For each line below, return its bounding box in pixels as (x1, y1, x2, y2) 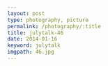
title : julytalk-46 (7, 29, 64, 36)
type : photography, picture (7, 16, 89, 23)
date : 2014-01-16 (7, 36, 58, 43)
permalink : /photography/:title (7, 23, 101, 30)
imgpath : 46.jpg (7, 49, 54, 56)
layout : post (7, 10, 45, 17)
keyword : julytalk (7, 42, 61, 49)
